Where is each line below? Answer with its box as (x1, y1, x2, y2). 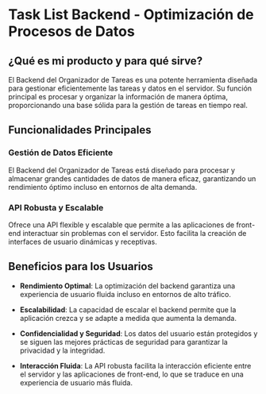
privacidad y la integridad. (19, 346, 106, 355)
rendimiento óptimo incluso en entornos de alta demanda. (8, 182, 198, 191)
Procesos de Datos (8, 22, 135, 41)
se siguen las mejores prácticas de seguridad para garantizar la (19, 337, 228, 346)
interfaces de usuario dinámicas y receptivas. (8, 237, 157, 246)
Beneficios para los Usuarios (8, 260, 153, 273)
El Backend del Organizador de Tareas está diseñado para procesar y (8, 165, 236, 175)
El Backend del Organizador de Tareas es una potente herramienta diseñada (8, 75, 258, 84)
